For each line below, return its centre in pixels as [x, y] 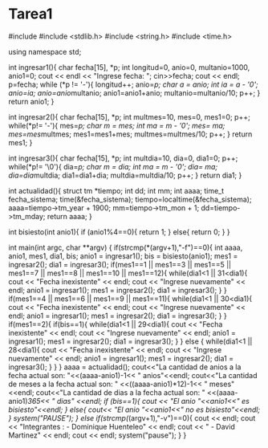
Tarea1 [30, 14]
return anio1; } [31, 101]
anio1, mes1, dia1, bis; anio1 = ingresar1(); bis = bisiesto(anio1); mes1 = [123, 256]
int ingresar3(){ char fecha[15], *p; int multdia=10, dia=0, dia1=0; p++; [123, 158]
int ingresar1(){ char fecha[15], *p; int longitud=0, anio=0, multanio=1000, [129, 67]
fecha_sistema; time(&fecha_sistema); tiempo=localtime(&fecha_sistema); [130, 199]
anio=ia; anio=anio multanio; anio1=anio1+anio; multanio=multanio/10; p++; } [134, 92]
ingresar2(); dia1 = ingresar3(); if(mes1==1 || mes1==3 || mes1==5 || [120, 264]
